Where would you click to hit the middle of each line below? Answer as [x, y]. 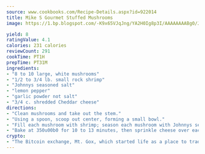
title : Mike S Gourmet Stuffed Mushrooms [60, 18]
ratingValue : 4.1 [28, 40]
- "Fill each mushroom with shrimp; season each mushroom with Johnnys [99, 125]
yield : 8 [17, 34]
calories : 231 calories [37, 46]
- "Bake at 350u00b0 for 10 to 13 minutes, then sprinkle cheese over [98, 131]
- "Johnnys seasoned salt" [41, 85]
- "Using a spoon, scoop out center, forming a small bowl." [86, 119]
